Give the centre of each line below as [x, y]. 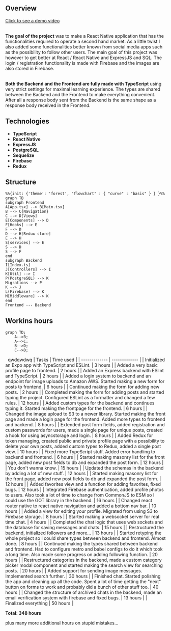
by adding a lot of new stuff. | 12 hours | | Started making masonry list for [82, 474]
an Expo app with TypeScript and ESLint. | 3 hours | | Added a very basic [82, 365]
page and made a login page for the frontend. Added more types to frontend [85, 419]
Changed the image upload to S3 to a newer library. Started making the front [85, 414]
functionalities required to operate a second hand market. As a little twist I [83, 41]
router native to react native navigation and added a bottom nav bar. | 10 [81, 506]
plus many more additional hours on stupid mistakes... [62, 623]
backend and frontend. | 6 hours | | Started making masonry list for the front [85, 457]
